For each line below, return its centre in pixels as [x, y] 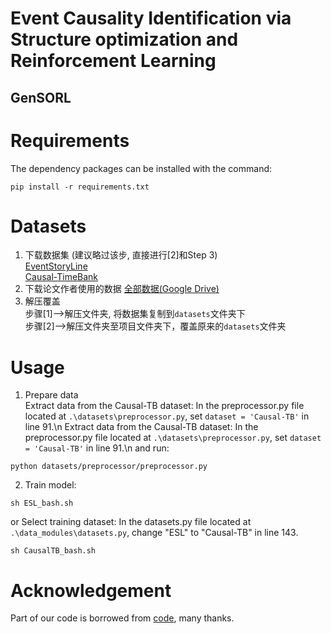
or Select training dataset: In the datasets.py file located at [131, 522]
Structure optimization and [124, 39]
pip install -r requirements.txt [80, 187]
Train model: [50, 485]
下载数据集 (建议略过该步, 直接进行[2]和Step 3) [121, 255]
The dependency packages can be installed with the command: [141, 168]
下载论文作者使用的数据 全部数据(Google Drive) [122, 289]
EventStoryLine [56, 266]
